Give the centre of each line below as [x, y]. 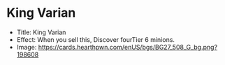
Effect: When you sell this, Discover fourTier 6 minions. [96, 39]
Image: [27, 47]
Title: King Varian [41, 32]
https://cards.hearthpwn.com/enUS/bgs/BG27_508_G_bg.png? [128, 47]
